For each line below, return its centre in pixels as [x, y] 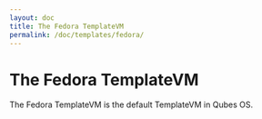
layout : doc [32, 18]
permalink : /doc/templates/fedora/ [77, 35]
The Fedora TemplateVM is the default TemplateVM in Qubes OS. [131, 104]
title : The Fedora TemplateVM [67, 26]
